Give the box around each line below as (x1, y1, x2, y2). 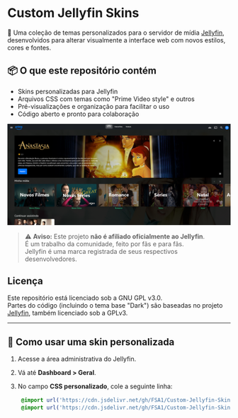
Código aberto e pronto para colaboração (17, 110, 140, 118)
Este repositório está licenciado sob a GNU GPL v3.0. (7, 294, 163, 302)
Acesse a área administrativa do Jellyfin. (17, 355, 137, 364)
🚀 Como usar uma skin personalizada (7, 336, 175, 348)
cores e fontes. (7, 43, 52, 52)
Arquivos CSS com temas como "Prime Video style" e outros (17, 94, 195, 103)
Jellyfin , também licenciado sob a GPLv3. (7, 309, 128, 318)
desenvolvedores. (24, 255, 77, 263)
